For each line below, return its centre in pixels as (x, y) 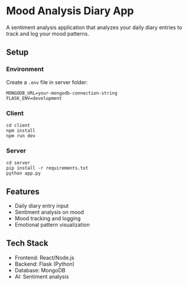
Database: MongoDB (40, 270)
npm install (21, 131)
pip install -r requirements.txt (47, 168)
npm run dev (21, 136)
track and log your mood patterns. (48, 33)
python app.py (24, 173)
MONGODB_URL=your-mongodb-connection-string (62, 93)
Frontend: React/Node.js (44, 258)
